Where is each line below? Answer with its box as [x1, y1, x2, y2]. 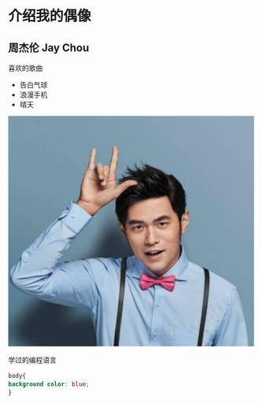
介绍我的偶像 [8, 7, 92, 25]
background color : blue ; [8, 380, 90, 388]
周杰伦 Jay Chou [8, 41, 90, 54]
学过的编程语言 [8, 355, 57, 365]
